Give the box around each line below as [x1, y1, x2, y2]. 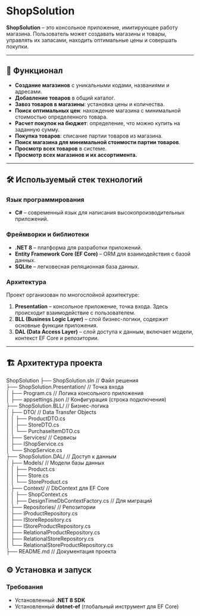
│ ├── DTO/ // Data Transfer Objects [6, 408, 97, 415]
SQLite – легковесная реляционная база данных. [14, 263, 140, 270]
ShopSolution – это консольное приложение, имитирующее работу [6, 24, 179, 31]
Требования [6, 583, 43, 591]
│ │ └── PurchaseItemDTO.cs [6, 427, 80, 434]
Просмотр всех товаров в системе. [14, 145, 107, 152]
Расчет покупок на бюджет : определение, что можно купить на [14, 119, 180, 126]
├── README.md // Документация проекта [6, 547, 117, 555]
